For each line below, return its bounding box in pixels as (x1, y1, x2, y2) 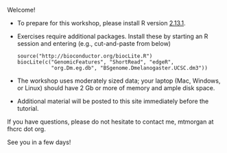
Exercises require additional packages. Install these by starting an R (16, 32, 208, 40)
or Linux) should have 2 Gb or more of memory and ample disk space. (16, 84, 215, 92)
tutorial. (16, 105, 39, 112)
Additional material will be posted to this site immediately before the (16, 97, 209, 105)
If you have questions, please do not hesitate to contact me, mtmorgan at (7, 117, 214, 126)
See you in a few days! (7, 138, 71, 146)
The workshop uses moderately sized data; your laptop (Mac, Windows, (16, 76, 221, 85)
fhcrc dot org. (7, 125, 46, 133)
